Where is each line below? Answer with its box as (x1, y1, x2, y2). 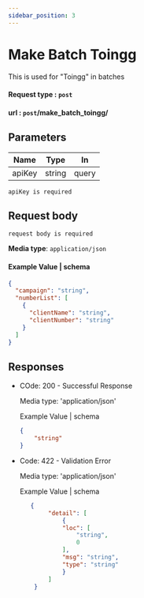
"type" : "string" (61, 560, 120, 569)
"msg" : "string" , (61, 554, 120, 562)
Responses (8, 360, 65, 374)
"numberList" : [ (15, 294, 68, 303)
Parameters (8, 131, 67, 145)
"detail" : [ (48, 509, 87, 517)
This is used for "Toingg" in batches (8, 72, 125, 81)
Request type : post (8, 90, 73, 100)
